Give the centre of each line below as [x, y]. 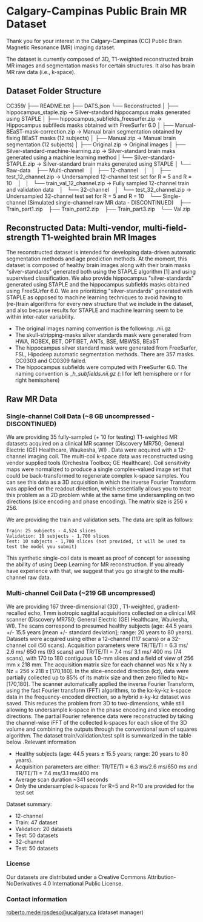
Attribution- [162, 877]
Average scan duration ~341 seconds [62, 779]
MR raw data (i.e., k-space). [41, 72]
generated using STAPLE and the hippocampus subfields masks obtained [98, 284]
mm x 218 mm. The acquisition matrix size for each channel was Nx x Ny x [99, 664]
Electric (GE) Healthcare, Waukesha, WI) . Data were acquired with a [92, 450]
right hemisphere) [37, 380]
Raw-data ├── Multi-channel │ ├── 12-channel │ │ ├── [88, 170]
